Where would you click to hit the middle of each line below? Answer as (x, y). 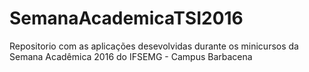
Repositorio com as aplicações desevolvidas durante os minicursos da (154, 46)
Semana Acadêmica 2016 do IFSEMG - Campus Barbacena (131, 56)
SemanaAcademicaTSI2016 (126, 18)
